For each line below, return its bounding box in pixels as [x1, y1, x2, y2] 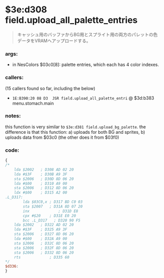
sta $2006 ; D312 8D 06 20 [14, 185, 74, 191]
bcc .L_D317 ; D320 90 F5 [23, 218, 81, 223]
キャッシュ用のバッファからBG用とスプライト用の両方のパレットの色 [17, 31, 158, 37]
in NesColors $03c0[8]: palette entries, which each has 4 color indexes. [12, 61, 159, 68]
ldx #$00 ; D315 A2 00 [14, 190, 68, 195]
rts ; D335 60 [14, 255, 70, 260]
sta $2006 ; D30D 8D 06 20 [14, 176, 74, 181]
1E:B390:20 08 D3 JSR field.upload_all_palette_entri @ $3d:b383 [12, 95, 155, 101]
